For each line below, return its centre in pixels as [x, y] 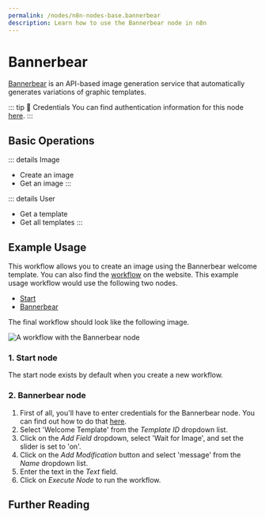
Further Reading [49, 505]
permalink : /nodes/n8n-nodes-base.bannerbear [84, 15]
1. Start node [33, 358]
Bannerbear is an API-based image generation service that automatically [127, 84]
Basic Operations [51, 140]
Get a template [44, 214]
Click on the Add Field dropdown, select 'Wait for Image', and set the [131, 438]
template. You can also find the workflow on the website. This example [123, 275]
